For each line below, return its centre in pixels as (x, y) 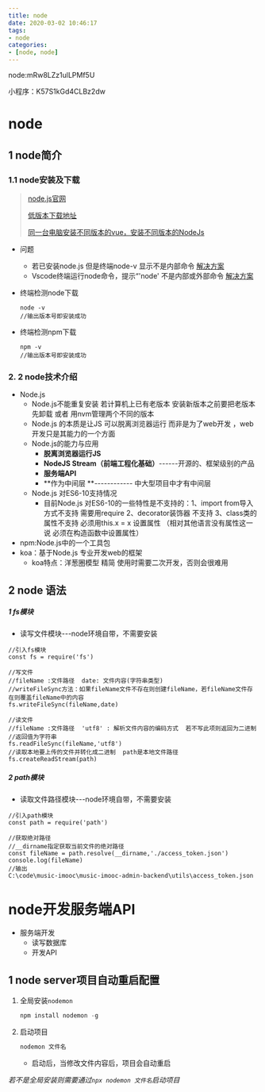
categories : (28, 45)
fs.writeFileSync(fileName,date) (63, 704)
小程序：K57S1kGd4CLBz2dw (57, 91)
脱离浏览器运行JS (72, 454)
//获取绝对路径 (30, 838)
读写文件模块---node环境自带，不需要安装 (88, 633)
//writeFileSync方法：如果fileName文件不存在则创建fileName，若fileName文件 (128, 689)
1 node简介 (35, 155)
